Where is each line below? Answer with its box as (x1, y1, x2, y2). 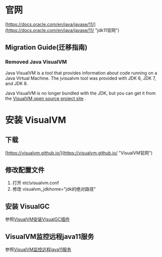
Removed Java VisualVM (5, 58, 67, 65)
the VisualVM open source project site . (5, 95, 86, 101)
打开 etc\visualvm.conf (12, 180, 59, 186)
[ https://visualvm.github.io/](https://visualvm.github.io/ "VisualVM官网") (5, 150, 153, 156)
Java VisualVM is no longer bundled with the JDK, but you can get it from (5, 90, 156, 96)
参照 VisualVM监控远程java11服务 (5, 247, 71, 253)
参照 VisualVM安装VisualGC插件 (5, 216, 70, 222)
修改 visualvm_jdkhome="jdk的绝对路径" (12, 186, 96, 192)
